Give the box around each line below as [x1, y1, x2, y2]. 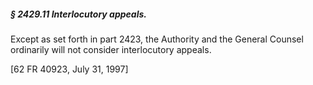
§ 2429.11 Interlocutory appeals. [10, 8, 147, 20]
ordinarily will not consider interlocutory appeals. [10, 43, 212, 55]
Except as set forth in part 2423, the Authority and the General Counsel [10, 33, 304, 45]
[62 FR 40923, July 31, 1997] [10, 63, 129, 75]
